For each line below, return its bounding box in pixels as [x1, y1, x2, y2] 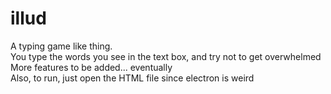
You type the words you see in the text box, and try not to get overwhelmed [10, 50, 322, 62]
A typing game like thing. [10, 40, 113, 52]
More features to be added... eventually [10, 61, 173, 73]
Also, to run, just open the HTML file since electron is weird [10, 72, 255, 84]
